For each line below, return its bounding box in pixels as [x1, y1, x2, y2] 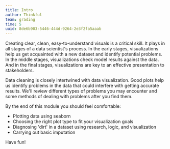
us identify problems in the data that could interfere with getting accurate [5, 82, 159, 89]
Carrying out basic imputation [12, 129, 76, 135]
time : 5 [5, 21, 22, 27]
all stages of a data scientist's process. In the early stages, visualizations [5, 46, 159, 52]
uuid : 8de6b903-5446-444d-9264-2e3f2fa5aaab [5, 26, 102, 32]
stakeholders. [5, 67, 34, 74]
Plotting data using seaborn [12, 113, 71, 120]
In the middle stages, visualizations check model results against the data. [5, 56, 159, 63]
